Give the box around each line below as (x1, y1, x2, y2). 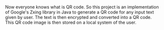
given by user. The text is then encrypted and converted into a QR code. (5, 15, 152, 20)
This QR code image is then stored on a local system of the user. (5, 19, 137, 25)
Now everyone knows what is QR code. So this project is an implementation (5, 4, 159, 10)
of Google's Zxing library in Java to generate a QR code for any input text (5, 9, 154, 15)
